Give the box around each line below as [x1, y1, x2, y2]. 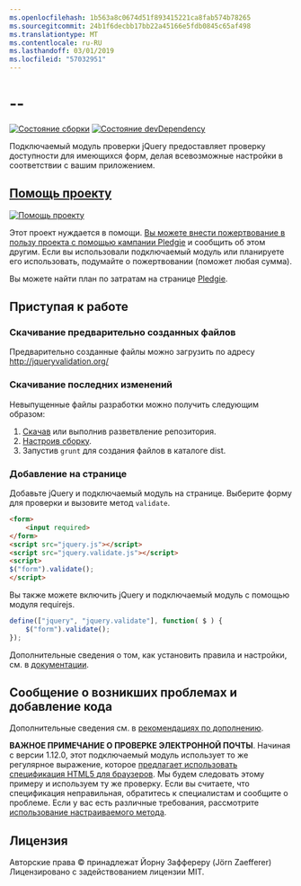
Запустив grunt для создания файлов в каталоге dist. [22, 445, 226, 456]
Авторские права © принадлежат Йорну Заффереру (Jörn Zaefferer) [9, 857, 272, 868]
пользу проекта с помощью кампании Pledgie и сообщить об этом [9, 236, 266, 247]
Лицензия [9, 833, 68, 848]
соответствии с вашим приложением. [9, 159, 155, 171]
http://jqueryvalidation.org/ [9, 356, 110, 367]
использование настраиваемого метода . [9, 807, 167, 818]
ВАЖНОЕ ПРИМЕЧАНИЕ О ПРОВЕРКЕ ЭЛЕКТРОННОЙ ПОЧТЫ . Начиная [9, 740, 291, 751]
